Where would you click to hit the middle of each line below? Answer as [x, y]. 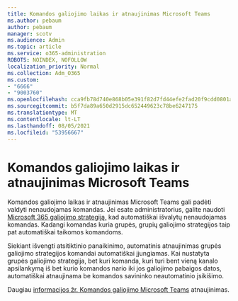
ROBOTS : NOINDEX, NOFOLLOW [47, 60]
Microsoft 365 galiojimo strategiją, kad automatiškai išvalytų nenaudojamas [117, 217]
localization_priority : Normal [53, 67]
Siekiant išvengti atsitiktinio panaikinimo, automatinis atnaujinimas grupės [114, 246]
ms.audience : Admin [36, 40]
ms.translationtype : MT [42, 113]
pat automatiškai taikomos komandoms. [65, 232]
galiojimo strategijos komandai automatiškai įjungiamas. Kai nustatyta [109, 254]
